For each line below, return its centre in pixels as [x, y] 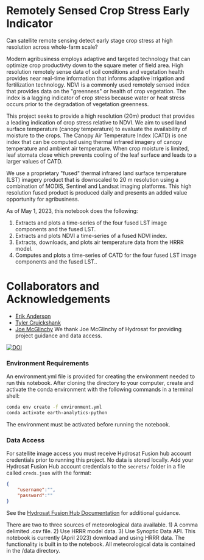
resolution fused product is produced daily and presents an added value [97, 192]
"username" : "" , [37, 490]
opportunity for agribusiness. [43, 199]
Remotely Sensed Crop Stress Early [98, 11]
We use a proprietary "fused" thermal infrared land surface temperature [97, 173]
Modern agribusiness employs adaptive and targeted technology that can [98, 59]
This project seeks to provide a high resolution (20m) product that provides [100, 116]
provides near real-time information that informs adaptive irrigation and [96, 78]
